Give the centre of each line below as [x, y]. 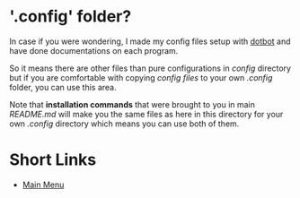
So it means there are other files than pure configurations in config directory [150, 68]
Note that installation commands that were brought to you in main [132, 104]
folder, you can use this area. [63, 87]
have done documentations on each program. [94, 50]
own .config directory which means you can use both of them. [124, 124]
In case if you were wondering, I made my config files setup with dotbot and [150, 41]
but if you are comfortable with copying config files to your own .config [141, 77]
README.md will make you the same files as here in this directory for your [146, 114]
